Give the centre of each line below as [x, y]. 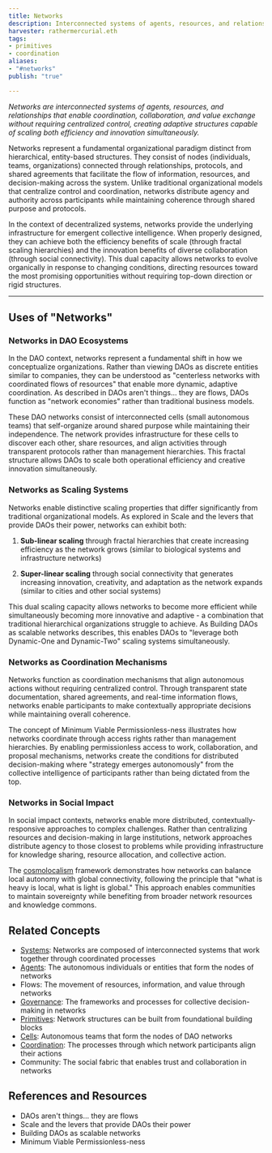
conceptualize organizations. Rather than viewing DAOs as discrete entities [134, 367]
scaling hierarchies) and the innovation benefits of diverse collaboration [128, 250]
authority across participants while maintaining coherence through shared [132, 200]
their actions [41, 1054]
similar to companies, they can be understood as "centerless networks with [134, 376]
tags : [17, 39]
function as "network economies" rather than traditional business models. [132, 402]
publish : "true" [36, 76]
